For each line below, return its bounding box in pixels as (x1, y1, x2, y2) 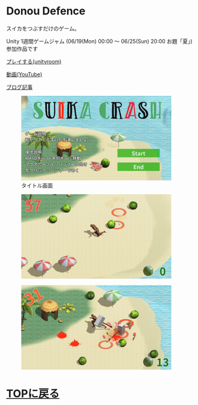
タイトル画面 (21, 181, 53, 189)
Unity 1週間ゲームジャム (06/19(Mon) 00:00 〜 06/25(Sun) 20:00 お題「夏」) (6, 37, 193, 44)
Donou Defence (6, 4, 86, 18)
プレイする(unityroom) (6, 58, 62, 65)
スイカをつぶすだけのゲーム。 (6, 25, 80, 32)
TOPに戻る (6, 387, 60, 401)
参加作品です (6, 45, 38, 52)
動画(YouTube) (6, 70, 43, 78)
